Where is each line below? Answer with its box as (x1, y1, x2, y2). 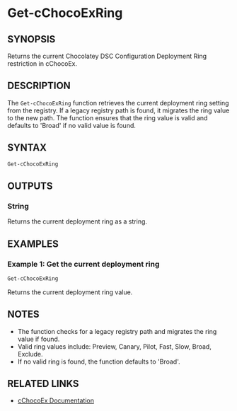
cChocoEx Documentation (17, 396, 94, 405)
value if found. (17, 335, 60, 343)
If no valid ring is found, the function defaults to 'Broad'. (17, 357, 180, 366)
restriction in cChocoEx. (7, 59, 78, 68)
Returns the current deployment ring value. (7, 288, 133, 296)
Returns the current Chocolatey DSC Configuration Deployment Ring (7, 52, 207, 60)
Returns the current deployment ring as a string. (7, 217, 147, 226)
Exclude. (17, 349, 43, 358)
